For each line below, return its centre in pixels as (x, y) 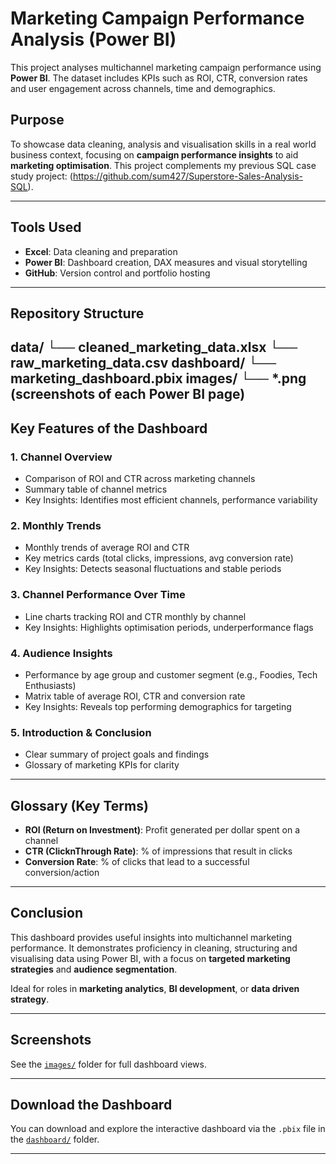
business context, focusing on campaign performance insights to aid (154, 154)
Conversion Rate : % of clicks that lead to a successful (137, 862)
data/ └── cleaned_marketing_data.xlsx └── (154, 347)
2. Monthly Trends (56, 525)
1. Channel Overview (61, 457)
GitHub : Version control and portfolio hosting (117, 273)
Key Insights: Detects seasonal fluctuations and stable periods (153, 569)
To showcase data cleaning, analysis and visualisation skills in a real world (163, 144)
